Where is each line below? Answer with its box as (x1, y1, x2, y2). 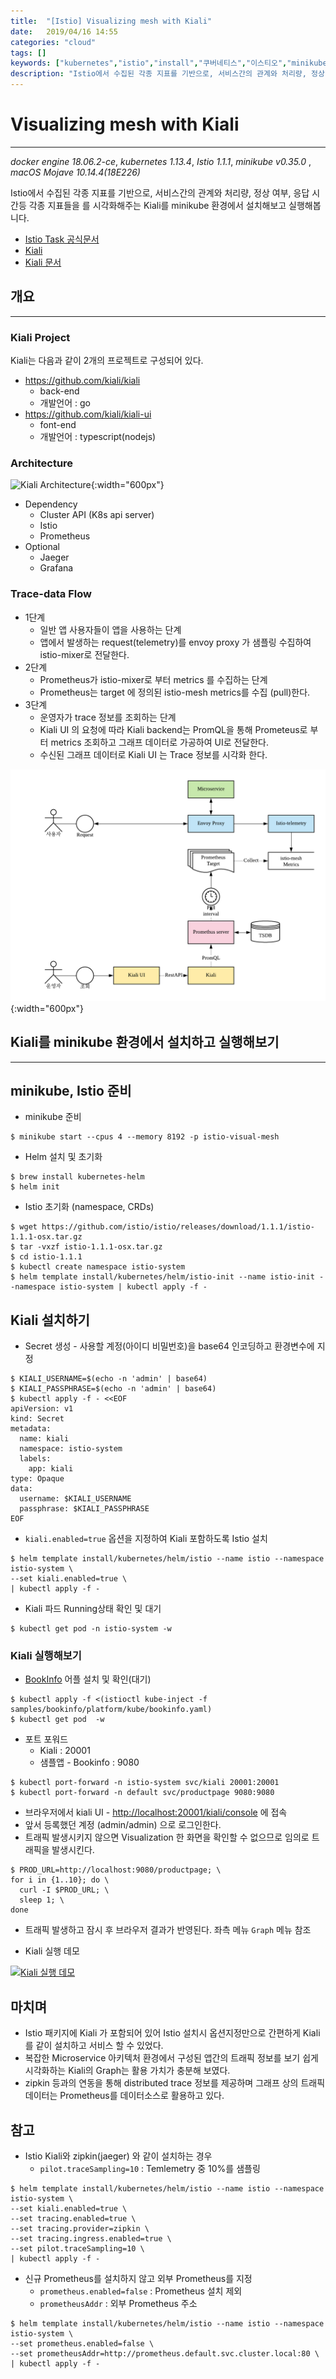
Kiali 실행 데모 (24, 1945, 80, 1957)
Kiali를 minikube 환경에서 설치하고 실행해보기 (10, 1034, 280, 1051)
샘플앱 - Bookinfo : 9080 (39, 1756, 140, 1769)
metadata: (10, 1424, 52, 1434)
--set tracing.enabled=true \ (10, 2214, 137, 2224)
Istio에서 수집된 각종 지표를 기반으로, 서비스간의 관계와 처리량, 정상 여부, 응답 (10, 186, 310, 199)
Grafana (39, 562, 74, 574)
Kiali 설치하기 (10, 1311, 90, 1329)
